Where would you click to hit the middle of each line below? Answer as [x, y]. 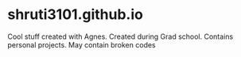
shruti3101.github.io [76, 15]
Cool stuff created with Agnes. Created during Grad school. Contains [120, 36]
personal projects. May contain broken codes [82, 44]
